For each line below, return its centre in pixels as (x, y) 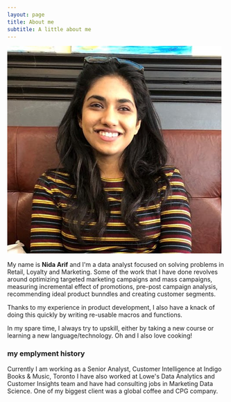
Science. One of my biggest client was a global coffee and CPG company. (113, 391)
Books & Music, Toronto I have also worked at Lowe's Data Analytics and (111, 376)
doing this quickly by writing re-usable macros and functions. (95, 315)
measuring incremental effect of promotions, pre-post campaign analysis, (113, 287)
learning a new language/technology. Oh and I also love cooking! (100, 335)
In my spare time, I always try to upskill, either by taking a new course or (111, 329)
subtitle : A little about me (49, 29)
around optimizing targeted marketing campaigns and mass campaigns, (110, 279)
